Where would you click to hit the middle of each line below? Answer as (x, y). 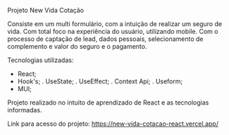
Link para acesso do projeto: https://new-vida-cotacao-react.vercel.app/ (113, 124)
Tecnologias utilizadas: (41, 60)
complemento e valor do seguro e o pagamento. (77, 46)
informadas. (25, 110)
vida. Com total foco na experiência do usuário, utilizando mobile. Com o (113, 31)
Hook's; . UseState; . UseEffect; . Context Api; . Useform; (100, 81)
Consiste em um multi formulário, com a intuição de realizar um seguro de (115, 24)
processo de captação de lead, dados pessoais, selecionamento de (105, 39)
